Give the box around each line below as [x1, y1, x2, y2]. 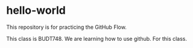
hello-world [6, 4, 66, 17]
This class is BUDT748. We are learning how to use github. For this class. [6, 35, 188, 42]
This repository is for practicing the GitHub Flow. [6, 23, 127, 31]
